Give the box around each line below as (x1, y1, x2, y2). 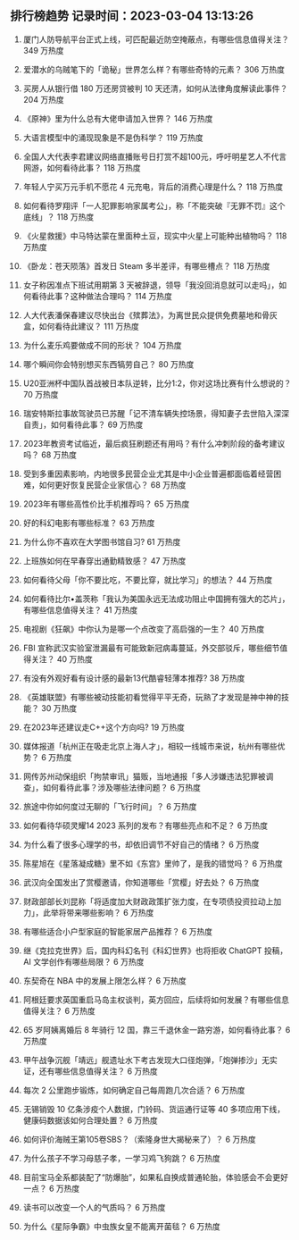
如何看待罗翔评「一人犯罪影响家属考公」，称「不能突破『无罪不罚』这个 (22, 200, 286, 211)
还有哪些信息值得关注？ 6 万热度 (38, 1066, 159, 1077)
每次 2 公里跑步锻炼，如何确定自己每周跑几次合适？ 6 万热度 (22, 1085, 245, 1095)
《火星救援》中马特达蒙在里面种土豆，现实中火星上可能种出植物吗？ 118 (22, 230, 287, 241)
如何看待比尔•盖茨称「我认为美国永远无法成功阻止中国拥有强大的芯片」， (22, 593, 290, 604)
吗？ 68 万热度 (22, 449, 78, 460)
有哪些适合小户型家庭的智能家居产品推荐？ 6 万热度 (22, 926, 213, 936)
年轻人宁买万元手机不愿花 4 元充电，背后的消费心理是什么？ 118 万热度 (22, 181, 284, 192)
